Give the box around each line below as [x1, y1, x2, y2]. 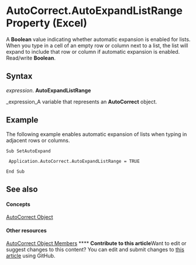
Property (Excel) [6, 16, 88, 30]
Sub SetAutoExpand [6, 148, 51, 154]
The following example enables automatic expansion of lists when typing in [6, 130, 187, 138]
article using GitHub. [6, 252, 56, 259]
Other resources [6, 226, 47, 234]
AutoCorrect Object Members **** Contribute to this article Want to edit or [6, 240, 187, 247]
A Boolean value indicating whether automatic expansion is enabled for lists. [6, 36, 191, 43]
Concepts [6, 200, 30, 208]
